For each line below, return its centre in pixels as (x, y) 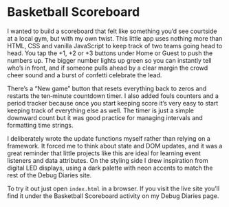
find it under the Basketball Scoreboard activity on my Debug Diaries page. (113, 196)
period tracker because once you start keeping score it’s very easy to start (113, 103)
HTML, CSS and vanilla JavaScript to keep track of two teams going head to (115, 46)
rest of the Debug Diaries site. (50, 175)
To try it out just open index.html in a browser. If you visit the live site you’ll (113, 188)
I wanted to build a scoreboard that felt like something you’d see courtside (112, 31)
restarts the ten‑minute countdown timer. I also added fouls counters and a (113, 96)
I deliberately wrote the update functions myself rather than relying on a (109, 138)
